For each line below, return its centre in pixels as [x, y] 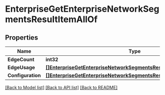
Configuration [24, 75]
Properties [22, 37]
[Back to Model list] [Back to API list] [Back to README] [61, 87]
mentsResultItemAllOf [51, 19]
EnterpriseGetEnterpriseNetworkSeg [82, 9]
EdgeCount [21, 59]
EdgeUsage [21, 67]
